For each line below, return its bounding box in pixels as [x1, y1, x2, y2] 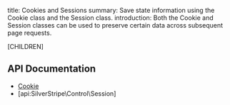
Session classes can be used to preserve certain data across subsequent [7, 21, 224, 29]
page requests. [7, 28, 52, 37]
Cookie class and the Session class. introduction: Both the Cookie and [7, 13, 214, 22]
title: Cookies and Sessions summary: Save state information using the [7, 6, 215, 14]
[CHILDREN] [7, 43, 44, 50]
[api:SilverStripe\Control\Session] [17, 89, 116, 98]
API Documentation [7, 63, 96, 75]
